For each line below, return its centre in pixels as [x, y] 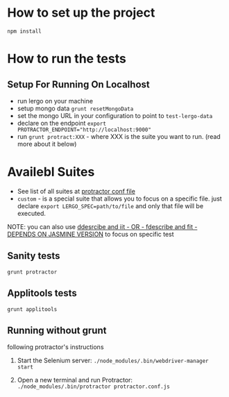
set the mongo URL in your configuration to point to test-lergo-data [115, 115]
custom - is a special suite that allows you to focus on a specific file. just [119, 198]
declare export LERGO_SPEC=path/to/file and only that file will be [110, 205]
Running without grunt [57, 330]
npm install [24, 31]
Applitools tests [42, 293]
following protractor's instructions [56, 347]
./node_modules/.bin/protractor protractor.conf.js [93, 387]
